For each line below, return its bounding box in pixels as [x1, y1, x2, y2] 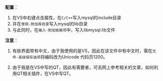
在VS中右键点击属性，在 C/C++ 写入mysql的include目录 [12, 15, 122, 21]
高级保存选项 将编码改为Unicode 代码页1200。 [18, 54, 108, 60]
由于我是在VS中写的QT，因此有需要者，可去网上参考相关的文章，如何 [12, 64, 154, 70]
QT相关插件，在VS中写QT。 [16, 71, 74, 76]
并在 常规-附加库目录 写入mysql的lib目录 [12, 21, 88, 27]
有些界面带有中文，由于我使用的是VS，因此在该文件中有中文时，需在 [12, 48, 153, 54]
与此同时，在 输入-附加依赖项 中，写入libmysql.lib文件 [12, 27, 116, 33]
